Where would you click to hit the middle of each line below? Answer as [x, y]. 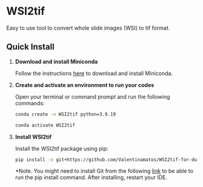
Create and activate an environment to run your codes [85, 85]
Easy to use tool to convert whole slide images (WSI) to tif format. [88, 28]
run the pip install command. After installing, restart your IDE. [91, 177]
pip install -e [34, 159]
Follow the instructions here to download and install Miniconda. [94, 73]
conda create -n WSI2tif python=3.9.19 [65, 114]
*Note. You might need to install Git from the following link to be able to [104, 171]
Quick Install [30, 47]
